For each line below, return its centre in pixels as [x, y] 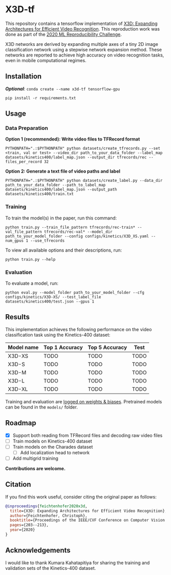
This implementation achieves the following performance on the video [79, 329]
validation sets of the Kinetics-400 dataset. [51, 568]
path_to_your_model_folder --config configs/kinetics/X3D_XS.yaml [77, 236]
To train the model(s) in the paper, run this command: [61, 218]
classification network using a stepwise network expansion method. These [83, 49]
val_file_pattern [24, 232]
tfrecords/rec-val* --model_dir [78, 232]
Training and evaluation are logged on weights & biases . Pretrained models [84, 401]
